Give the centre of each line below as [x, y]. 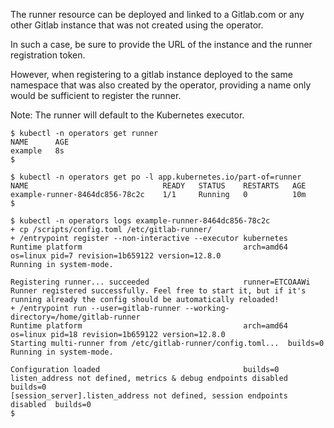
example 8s [37, 151]
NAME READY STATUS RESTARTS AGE [158, 186]
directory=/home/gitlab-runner [75, 317]
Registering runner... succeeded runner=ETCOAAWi [160, 282]
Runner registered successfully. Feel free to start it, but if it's [158, 291]
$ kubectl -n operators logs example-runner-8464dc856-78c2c [140, 221]
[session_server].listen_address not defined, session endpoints [149, 396]
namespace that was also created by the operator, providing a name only [161, 85]
